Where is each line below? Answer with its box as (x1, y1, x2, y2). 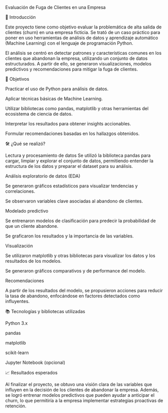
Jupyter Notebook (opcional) (5, 360, 66, 365)
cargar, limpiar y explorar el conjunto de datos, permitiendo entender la (5, 158, 153, 164)
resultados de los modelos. (5, 258, 62, 264)
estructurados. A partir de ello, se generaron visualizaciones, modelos (5, 61, 152, 66)
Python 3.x (5, 320, 28, 326)
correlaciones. (5, 188, 35, 194)
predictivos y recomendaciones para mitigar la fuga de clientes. (5, 66, 138, 72)
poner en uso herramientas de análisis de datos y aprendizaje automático (5, 35, 158, 41)
